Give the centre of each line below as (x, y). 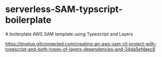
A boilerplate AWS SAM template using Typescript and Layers (69, 34)
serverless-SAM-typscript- (64, 9)
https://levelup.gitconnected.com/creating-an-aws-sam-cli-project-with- (81, 43)
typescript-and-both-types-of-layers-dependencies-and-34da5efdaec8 (80, 49)
